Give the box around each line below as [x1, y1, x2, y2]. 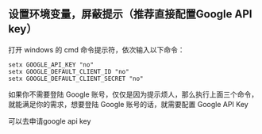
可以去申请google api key [8, 116, 91, 125]
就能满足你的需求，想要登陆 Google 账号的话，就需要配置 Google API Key [8, 99, 249, 109]
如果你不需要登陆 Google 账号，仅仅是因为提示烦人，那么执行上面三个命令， [8, 90, 259, 99]
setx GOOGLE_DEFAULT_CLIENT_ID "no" [8, 67, 129, 75]
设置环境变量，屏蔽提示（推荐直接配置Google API [8, 7, 252, 21]
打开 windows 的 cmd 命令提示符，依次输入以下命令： [8, 44, 185, 54]
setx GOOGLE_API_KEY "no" [8, 60, 94, 69]
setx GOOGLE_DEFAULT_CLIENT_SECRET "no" [8, 75, 144, 82]
